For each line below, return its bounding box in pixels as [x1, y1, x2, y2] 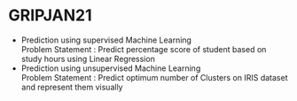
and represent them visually [20, 82, 123, 92]
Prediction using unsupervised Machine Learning [20, 63, 201, 74]
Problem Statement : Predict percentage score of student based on [20, 43, 267, 54]
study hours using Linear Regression [20, 53, 156, 64]
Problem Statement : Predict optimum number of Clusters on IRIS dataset [20, 72, 288, 82]
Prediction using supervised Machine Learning [20, 35, 192, 45]
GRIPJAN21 [8, 5, 92, 26]
